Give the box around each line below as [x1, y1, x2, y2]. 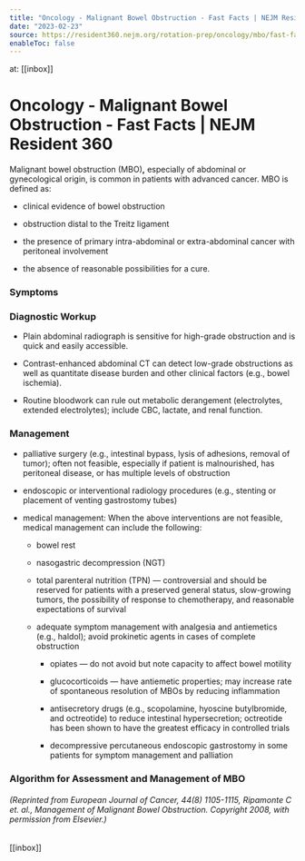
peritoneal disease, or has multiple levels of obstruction [22, 467, 231, 478]
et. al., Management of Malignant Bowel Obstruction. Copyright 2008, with [9, 805, 290, 816]
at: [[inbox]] [9, 64, 54, 74]
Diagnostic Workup [9, 311, 97, 323]
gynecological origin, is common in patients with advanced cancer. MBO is [9, 173, 289, 184]
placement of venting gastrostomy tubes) [22, 494, 178, 505]
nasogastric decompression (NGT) [35, 557, 166, 568]
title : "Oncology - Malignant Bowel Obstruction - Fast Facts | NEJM [9, 13, 279, 23]
